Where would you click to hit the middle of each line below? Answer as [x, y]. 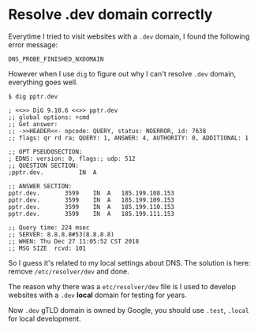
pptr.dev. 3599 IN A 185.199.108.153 [92, 193]
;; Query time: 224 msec [49, 227]
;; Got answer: [33, 124]
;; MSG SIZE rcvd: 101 [47, 248]
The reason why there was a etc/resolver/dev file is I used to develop [122, 286]
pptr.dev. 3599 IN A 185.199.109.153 [92, 200]
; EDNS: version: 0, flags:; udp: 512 [72, 158]
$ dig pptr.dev [33, 96]
